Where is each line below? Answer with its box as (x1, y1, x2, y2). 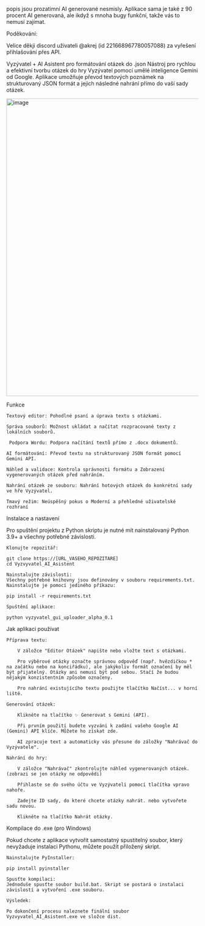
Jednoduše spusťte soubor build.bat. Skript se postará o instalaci (6, 881, 184, 887)
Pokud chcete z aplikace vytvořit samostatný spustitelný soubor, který (6, 837, 183, 843)
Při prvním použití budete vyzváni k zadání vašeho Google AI (17, 723, 179, 729)
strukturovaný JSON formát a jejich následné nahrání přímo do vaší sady (6, 80, 189, 87)
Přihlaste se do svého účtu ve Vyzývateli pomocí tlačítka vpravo (17, 782, 190, 788)
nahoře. (6, 787, 26, 793)
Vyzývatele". (6, 744, 40, 750)
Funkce (6, 401, 25, 408)
